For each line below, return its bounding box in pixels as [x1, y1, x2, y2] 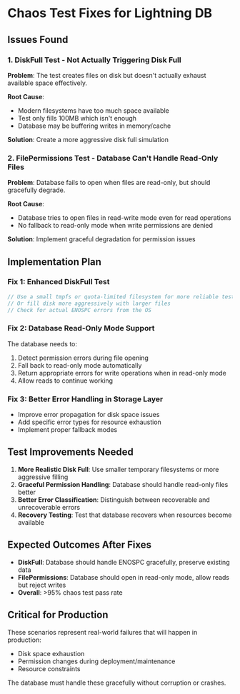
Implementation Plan [7, 256, 102, 268]
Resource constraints [17, 664, 81, 673]
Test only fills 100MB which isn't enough [17, 114, 137, 122]
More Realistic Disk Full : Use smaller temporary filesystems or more [17, 465, 219, 473]
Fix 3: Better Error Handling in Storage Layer [7, 394, 164, 404]
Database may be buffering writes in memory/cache [17, 121, 171, 130]
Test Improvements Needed [7, 446, 134, 458]
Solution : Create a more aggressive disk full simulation [7, 135, 169, 144]
